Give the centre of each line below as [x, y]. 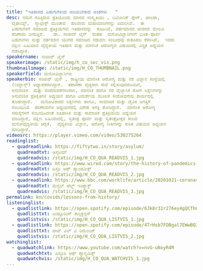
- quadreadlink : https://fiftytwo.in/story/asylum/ [78, 146]
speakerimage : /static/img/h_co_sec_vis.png [63, 62]
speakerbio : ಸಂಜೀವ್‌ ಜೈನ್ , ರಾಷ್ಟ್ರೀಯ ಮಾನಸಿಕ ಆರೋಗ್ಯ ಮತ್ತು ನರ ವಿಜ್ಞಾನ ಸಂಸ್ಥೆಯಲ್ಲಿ [86, 79]
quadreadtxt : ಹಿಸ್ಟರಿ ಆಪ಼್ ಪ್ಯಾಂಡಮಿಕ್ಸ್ [54, 169]
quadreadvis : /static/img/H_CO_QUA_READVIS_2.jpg [81, 175]
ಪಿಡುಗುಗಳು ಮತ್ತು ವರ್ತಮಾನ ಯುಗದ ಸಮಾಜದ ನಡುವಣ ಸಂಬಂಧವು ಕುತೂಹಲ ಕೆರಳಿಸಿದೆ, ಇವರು [93, 40]
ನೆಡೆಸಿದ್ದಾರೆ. [21, 51]
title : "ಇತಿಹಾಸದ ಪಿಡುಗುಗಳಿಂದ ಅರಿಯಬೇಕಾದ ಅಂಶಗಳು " [62, 12]
